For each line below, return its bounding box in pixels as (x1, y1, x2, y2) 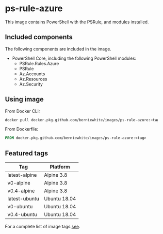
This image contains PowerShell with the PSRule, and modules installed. (5, 19, 149, 25)
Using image (5, 95, 44, 103)
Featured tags (5, 149, 49, 157)
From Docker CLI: (5, 108, 40, 114)
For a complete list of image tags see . (5, 224, 81, 230)
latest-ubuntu (7, 195, 40, 202)
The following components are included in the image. (5, 46, 112, 51)
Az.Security (19, 81, 43, 87)
